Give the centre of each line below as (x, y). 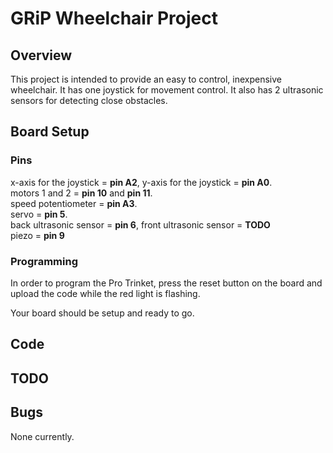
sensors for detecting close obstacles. (89, 100)
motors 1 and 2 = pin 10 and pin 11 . (81, 193)
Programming (44, 261)
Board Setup (50, 132)
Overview (41, 55)
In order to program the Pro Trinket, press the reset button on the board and (166, 283)
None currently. (42, 436)
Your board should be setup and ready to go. (102, 313)
